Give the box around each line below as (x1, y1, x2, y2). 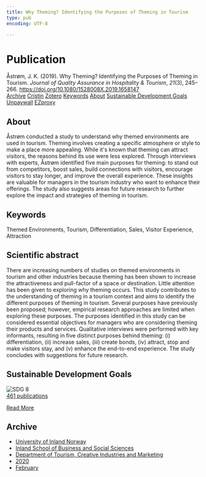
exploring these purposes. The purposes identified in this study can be (6, 312, 186, 320)
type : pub (6, 15, 32, 21)
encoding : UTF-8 (6, 20, 48, 26)
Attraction (6, 232, 32, 240)
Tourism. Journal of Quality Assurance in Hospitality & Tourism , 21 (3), (6, 79, 184, 87)
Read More (6, 404, 34, 411)
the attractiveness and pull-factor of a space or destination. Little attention (6, 279, 195, 286)
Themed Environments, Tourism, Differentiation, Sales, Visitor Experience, (6, 226, 194, 233)
